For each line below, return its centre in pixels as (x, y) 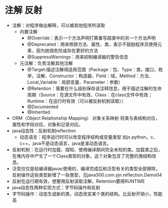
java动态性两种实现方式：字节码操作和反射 (56, 187)
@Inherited (39, 112)
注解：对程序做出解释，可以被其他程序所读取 (59, 25)
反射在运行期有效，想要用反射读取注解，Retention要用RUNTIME (78, 181)
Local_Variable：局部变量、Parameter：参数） (75, 82)
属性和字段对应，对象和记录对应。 (47, 124)
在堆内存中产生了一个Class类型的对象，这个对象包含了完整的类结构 (82, 156)
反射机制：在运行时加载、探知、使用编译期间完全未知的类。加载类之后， (87, 149)
